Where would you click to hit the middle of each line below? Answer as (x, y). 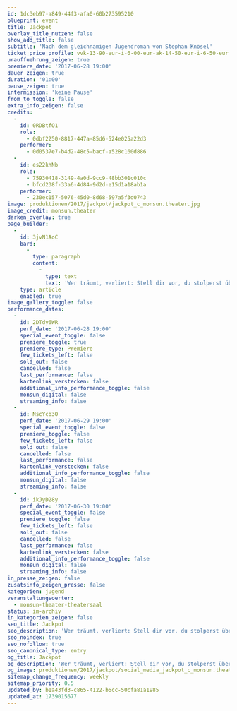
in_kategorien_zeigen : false (50, 618)
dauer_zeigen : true (36, 73)
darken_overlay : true (39, 217)
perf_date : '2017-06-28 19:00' (66, 329)
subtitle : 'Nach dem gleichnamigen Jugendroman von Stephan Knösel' (110, 47)
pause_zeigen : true (36, 86)
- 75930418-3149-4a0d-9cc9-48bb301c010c (86, 178)
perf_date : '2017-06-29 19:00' (66, 421)
